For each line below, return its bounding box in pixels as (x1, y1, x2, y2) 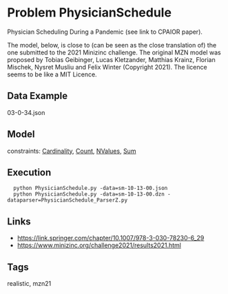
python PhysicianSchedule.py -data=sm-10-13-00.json (13, 185, 168, 192)
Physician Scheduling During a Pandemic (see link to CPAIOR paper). (7, 28, 203, 36)
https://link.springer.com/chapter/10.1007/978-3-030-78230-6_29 (17, 234, 205, 242)
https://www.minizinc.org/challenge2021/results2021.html (17, 241, 181, 249)
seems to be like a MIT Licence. (7, 70, 98, 78)
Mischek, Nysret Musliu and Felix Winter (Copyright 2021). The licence (7, 63, 208, 71)
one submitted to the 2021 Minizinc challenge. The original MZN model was (7, 48, 222, 56)
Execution (7, 167, 52, 178)
